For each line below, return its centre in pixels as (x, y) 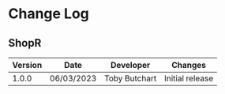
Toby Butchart (130, 78)
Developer (130, 65)
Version (27, 65)
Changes (189, 65)
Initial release (189, 78)
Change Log (49, 14)
